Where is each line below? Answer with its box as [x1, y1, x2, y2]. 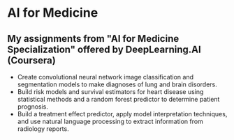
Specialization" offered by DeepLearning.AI [7, 43, 201, 55]
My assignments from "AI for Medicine [7, 33, 180, 45]
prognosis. [17, 102, 49, 111]
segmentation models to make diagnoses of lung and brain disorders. [17, 80, 218, 88]
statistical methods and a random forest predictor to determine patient [17, 95, 220, 103]
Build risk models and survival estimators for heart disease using [17, 88, 204, 95]
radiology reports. [17, 125, 69, 133]
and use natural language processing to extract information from [17, 117, 204, 125]
